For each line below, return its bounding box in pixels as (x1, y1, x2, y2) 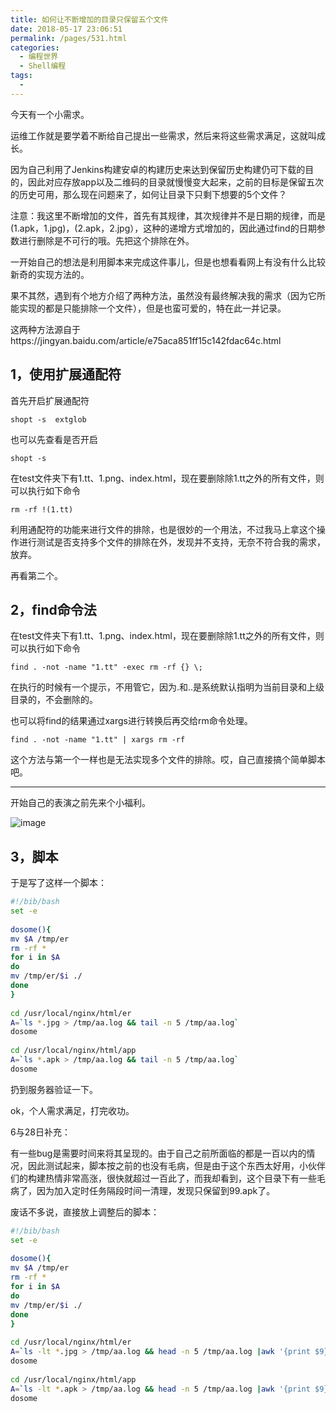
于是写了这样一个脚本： (10, 877, 107, 889)
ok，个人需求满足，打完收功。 (10, 1104, 135, 1116)
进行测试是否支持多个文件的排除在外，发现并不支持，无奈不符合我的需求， (18, 536, 326, 548)
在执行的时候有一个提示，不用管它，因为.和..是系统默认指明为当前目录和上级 (10, 681, 325, 693)
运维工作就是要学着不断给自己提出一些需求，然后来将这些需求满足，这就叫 (10, 129, 317, 141)
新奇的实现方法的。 (10, 268, 90, 280)
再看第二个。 (10, 569, 63, 581)
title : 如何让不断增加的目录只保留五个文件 (10, 14, 169, 25)
